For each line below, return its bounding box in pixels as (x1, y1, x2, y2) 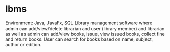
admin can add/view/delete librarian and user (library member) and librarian (5, 25, 165, 31)
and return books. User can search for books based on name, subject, (5, 36, 153, 42)
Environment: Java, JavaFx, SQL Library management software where (5, 20, 153, 26)
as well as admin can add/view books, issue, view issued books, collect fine (5, 31, 165, 37)
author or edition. (5, 41, 42, 47)
